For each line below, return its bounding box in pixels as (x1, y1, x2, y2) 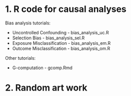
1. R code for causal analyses (5, 3, 127, 15)
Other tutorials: (5, 55, 36, 61)
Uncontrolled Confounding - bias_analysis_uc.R (12, 29, 109, 35)
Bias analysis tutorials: (5, 20, 51, 26)
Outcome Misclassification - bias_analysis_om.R (12, 45, 110, 51)
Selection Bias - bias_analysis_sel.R (12, 35, 85, 41)
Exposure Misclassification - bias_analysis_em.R (12, 40, 111, 46)
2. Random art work (5, 82, 87, 94)
